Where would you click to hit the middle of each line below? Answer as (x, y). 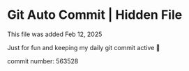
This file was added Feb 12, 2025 (55, 34)
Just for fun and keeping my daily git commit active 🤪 (84, 47)
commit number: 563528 (43, 61)
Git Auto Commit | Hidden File (95, 15)
